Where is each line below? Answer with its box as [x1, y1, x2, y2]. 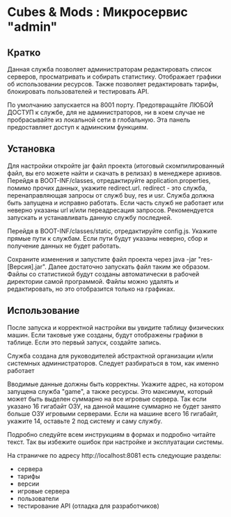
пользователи [17, 494, 59, 502]
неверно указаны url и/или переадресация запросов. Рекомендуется [7, 206, 214, 214]
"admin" [7, 19, 58, 35]
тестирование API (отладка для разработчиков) [17, 502, 160, 510]
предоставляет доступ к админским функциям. [7, 123, 149, 131]
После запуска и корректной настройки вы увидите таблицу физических [7, 323, 225, 331]
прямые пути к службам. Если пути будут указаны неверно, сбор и [7, 234, 208, 242]
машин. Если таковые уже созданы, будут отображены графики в [7, 331, 203, 339]
